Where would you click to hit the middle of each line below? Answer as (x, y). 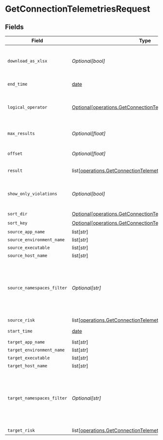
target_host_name (27, 366)
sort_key (17, 223)
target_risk (21, 430)
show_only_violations (32, 194)
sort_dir (17, 214)
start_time (20, 331)
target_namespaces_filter (37, 398)
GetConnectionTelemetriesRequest (78, 9)
